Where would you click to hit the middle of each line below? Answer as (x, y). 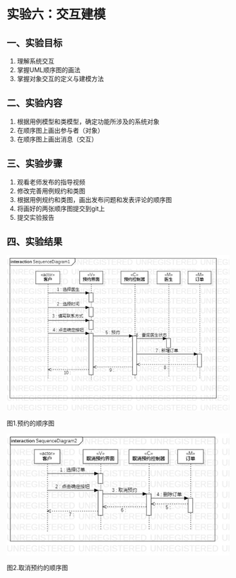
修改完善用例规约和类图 (51, 191)
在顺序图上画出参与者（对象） (60, 130)
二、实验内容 (35, 103)
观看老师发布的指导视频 (51, 182)
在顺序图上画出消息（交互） (57, 139)
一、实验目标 (35, 43)
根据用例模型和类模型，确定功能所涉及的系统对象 (88, 122)
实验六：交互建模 (57, 14)
